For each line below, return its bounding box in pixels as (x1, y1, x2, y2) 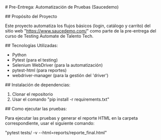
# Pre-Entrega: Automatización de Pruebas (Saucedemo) (5, 4, 119, 10)
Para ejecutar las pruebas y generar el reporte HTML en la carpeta (5, 115, 138, 121)
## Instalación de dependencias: (5, 82, 70, 88)
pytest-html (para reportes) (12, 67, 67, 73)
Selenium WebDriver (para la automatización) (12, 62, 103, 68)
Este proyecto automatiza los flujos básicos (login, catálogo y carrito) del (5, 23, 151, 29)
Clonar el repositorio (12, 92, 53, 97)
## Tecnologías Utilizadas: (5, 43, 58, 48)
